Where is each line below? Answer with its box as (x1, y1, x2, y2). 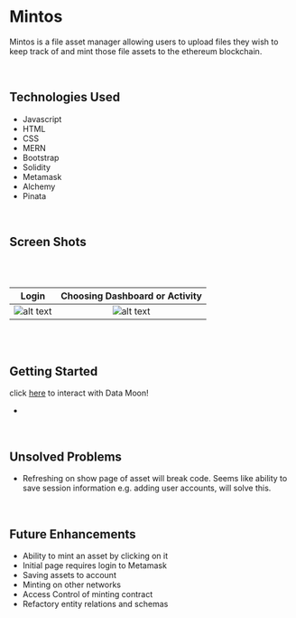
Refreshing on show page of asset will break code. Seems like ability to (22, 473, 288, 484)
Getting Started (9, 364, 98, 379)
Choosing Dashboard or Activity (60, 290, 203, 302)
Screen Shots (9, 234, 88, 250)
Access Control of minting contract (22, 589, 153, 599)
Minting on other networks (22, 579, 122, 590)
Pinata (22, 190, 47, 201)
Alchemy (22, 181, 56, 192)
